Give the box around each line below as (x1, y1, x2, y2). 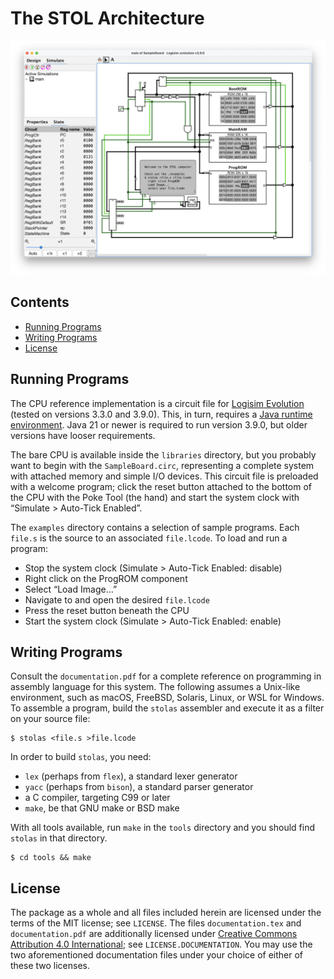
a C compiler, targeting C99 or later (24, 792, 171, 804)
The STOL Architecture (10, 7, 205, 30)
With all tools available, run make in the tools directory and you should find (10, 822, 316, 834)
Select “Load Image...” (24, 583, 118, 595)
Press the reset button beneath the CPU (24, 604, 190, 616)
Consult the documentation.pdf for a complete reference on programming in (10, 670, 322, 682)
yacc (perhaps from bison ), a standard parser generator (24, 781, 254, 793)
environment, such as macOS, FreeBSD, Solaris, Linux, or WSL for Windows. (10, 692, 325, 704)
